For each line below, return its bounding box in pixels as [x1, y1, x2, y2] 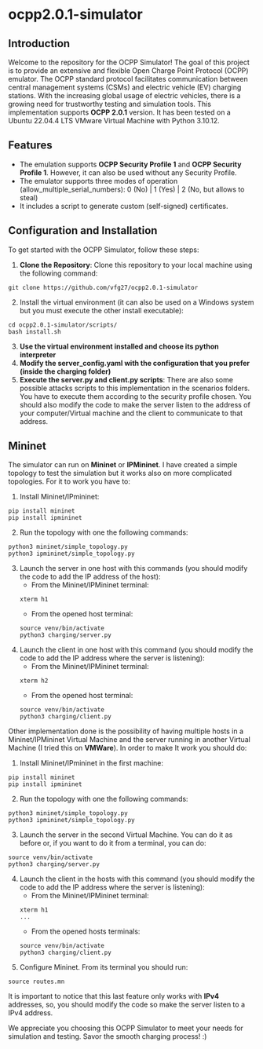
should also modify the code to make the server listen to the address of [19, 400, 251, 409]
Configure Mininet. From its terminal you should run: [19, 963, 188, 972]
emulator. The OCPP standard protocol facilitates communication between [8, 75, 249, 83]
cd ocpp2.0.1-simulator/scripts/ [8, 320, 118, 329]
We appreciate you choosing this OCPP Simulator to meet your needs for [8, 1023, 243, 1033]
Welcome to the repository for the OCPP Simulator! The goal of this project [8, 57, 250, 67]
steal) [19, 192, 38, 202]
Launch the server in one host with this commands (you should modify [19, 564, 248, 573]
